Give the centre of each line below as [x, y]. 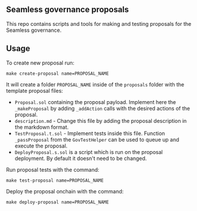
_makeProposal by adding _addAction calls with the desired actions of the [102, 108]
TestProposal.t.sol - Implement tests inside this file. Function [90, 133]
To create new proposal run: [40, 63]
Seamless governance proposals [68, 10]
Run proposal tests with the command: [53, 169]
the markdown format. [41, 127]
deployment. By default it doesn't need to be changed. [81, 158]
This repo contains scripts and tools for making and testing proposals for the [99, 24]
